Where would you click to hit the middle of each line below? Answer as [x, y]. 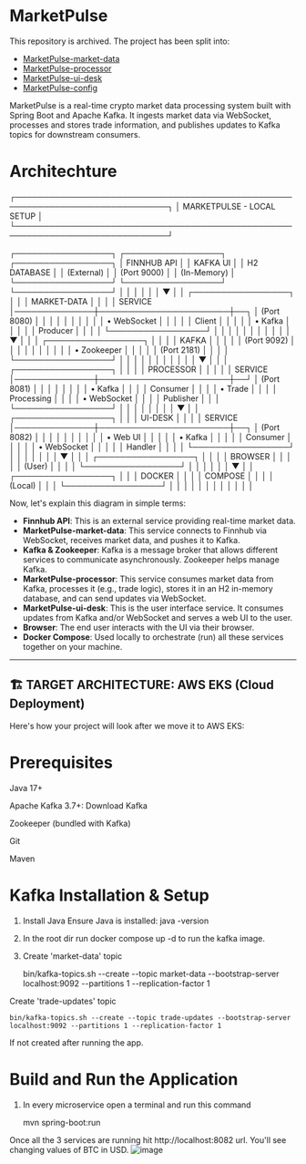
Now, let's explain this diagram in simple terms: [98, 503]
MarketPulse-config [60, 88]
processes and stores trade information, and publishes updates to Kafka [145, 125]
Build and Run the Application [124, 1079]
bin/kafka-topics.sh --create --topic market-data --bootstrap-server [151, 973]
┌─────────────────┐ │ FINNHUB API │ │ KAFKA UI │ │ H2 [134, 263]
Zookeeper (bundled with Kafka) [70, 823]
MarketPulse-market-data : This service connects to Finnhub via [144, 530]
